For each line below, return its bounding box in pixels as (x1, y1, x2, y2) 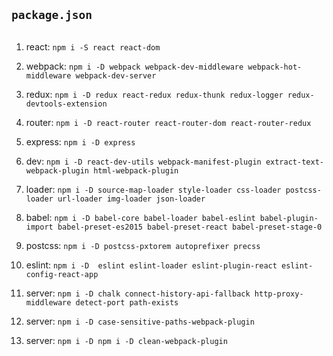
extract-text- (265, 157, 324, 167)
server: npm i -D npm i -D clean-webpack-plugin (25, 334, 228, 346)
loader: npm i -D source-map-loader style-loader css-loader (25, 183, 282, 195)
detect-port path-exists (75, 297, 179, 308)
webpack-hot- (247, 62, 303, 72)
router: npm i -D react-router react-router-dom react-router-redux (25, 116, 312, 128)
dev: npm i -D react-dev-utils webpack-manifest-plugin (25, 155, 262, 167)
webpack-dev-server (75, 70, 157, 81)
